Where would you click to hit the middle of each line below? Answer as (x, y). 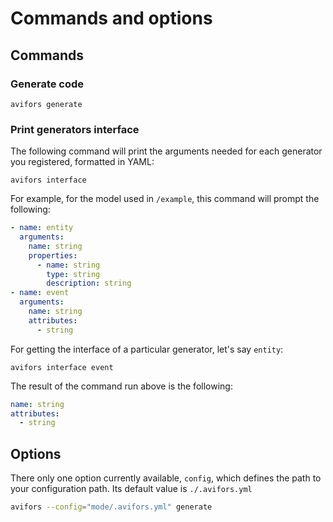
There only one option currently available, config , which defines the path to (166, 478)
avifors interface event (62, 367)
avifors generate (46, 104)
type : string (73, 274)
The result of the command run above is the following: (121, 386)
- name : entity (42, 228)
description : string (89, 283)
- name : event (40, 293)
